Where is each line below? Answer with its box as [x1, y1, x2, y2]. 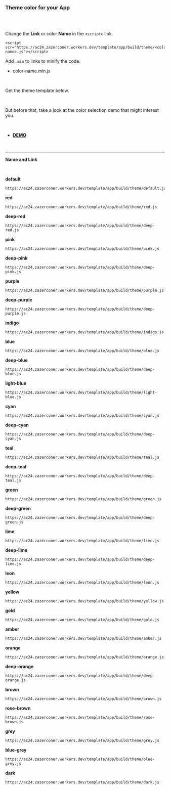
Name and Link [5, 156, 37, 163]
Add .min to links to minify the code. [5, 58, 81, 64]
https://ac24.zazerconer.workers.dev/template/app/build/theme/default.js [5, 186, 166, 191]
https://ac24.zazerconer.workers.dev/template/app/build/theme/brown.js [5, 696, 162, 701]
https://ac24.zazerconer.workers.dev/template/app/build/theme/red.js [5, 204, 157, 210]
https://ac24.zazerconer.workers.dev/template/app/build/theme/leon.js [5, 580, 159, 585]
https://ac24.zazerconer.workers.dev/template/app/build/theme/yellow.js [5, 599, 164, 604]
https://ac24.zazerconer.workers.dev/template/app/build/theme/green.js [5, 497, 162, 502]
